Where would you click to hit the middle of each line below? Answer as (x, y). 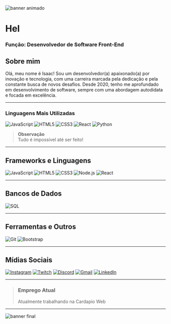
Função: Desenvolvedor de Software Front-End (65, 44)
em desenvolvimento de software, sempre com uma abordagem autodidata (84, 89)
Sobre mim (23, 61)
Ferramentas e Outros (41, 227)
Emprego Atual (37, 290)
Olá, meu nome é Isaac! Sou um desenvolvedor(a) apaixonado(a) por (78, 73)
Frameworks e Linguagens (48, 160)
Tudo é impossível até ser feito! (51, 140)
